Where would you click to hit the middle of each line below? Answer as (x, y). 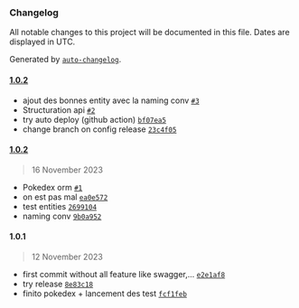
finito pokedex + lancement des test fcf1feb (105, 293)
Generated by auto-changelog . (65, 60)
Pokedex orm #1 (52, 187)
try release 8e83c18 (58, 284)
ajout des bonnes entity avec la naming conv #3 (111, 100)
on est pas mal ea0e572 (65, 197)
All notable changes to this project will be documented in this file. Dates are (150, 33)
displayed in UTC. (42, 42)
